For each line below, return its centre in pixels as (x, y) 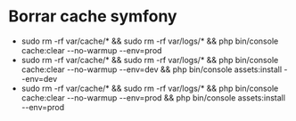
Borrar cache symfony (93, 16)
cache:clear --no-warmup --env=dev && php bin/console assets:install (152, 69)
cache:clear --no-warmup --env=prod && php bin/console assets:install (153, 97)
